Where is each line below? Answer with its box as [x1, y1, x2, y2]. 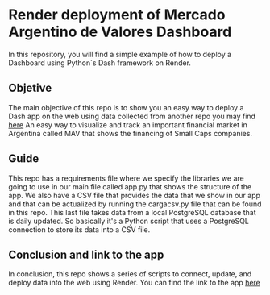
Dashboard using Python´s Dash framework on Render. [8, 58, 192, 68]
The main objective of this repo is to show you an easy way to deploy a [8, 102, 244, 112]
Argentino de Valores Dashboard [8, 23, 232, 41]
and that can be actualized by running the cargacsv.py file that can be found [8, 199, 262, 209]
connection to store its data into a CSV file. [8, 224, 151, 235]
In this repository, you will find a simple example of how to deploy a [8, 49, 232, 59]
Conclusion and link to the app [8, 247, 164, 261]
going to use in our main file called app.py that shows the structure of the [8, 181, 252, 191]
